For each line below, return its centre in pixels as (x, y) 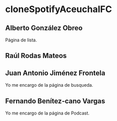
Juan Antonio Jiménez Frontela (55, 73)
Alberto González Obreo (44, 28)
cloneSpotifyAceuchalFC (59, 9)
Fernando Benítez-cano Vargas (55, 101)
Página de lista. (21, 40)
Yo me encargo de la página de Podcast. (47, 113)
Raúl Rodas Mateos (36, 56)
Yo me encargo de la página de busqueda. (49, 85)
